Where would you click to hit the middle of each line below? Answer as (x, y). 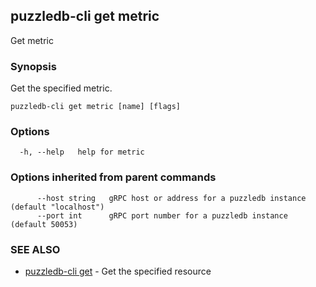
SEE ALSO (35, 249)
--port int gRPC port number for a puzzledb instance (162, 215)
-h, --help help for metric (82, 152)
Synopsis (33, 66)
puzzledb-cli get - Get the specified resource (118, 271)
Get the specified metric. (61, 88)
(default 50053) (44, 224)
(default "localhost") (57, 207)
